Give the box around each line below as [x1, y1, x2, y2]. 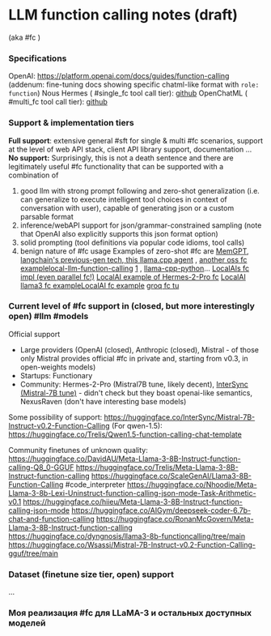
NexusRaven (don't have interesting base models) [19, 396, 187, 406]
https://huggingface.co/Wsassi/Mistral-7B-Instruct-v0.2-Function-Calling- [8, 540, 256, 549]
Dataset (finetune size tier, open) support [8, 569, 175, 580]
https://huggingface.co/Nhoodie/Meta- [126, 480, 257, 489]
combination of [8, 170, 59, 180]
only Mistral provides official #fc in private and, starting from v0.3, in [19, 353, 248, 363]
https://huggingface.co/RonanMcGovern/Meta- [95, 514, 254, 523]
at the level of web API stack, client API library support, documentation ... [8, 144, 252, 154]
